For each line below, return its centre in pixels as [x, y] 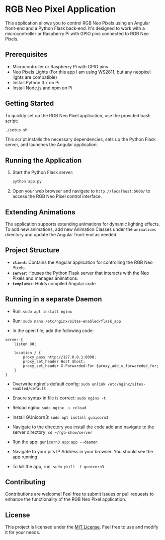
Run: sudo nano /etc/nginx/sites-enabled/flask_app [67, 321]
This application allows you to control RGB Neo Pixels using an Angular [78, 23]
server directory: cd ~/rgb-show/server [52, 432]
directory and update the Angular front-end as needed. [61, 234]
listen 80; [25, 344]
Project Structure [32, 250]
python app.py [27, 181]
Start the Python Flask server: [43, 173]
